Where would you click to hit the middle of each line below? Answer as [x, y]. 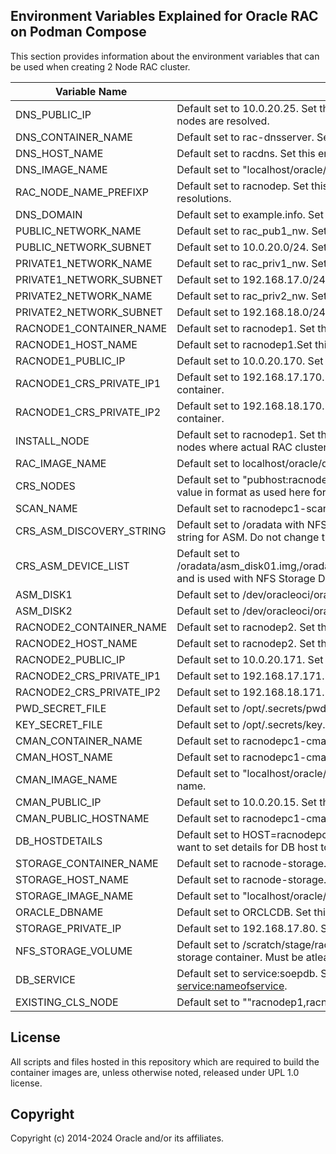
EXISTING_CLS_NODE [67, 1002]
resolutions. [204, 198]
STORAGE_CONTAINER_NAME [87, 863]
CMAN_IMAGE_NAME [66, 779]
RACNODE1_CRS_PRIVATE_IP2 [88, 412]
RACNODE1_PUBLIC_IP [70, 361]
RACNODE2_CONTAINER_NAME [91, 627]
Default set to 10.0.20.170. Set [250, 361]
